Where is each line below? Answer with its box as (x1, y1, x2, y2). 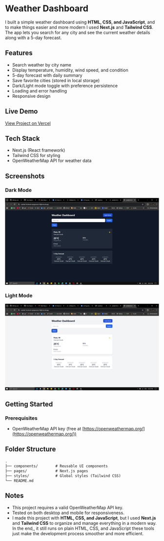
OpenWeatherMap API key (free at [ (12, 426, 84, 432)
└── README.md (5, 478, 34, 483)
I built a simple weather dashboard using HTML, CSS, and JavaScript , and (5, 19, 155, 25)
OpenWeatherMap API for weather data (12, 158, 92, 164)
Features (5, 49, 33, 57)
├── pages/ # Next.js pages (5, 468, 89, 473)
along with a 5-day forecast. (5, 35, 62, 41)
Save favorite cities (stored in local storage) (12, 77, 100, 83)
